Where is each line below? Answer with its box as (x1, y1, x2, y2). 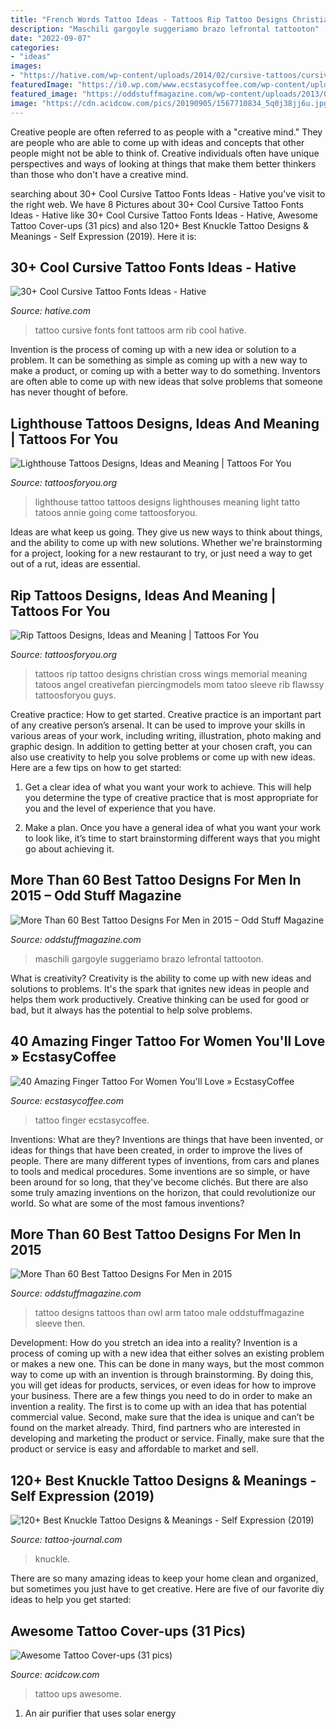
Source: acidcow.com (10, 1669, 100, 1680)
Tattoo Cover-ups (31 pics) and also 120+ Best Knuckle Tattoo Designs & (10, 219, 309, 231)
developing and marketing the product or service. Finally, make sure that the (10, 1432, 325, 1445)
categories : (10, 42, 60, 53)
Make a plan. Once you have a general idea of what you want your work (24, 821, 322, 833)
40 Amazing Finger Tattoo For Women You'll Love (10, 1033, 326, 1050)
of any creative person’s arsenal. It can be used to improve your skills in (10, 719, 306, 731)
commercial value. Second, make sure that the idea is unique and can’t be (10, 1411, 315, 1423)
